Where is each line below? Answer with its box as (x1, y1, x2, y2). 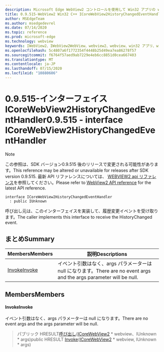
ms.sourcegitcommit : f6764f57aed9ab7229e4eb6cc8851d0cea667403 (5, 52, 137, 58)
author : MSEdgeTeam (5, 16, 45, 21)
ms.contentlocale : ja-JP (5, 62, 56, 66)
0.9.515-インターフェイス (5, 93, 108, 104)
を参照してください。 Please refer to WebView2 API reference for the (13, 179, 151, 186)
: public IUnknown (9, 199, 47, 204)
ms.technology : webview (5, 39, 54, 44)
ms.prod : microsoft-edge (5, 35, 56, 40)
